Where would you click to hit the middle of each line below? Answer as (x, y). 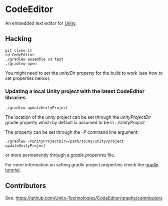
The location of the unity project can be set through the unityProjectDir (78, 117)
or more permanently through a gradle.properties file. (60, 155)
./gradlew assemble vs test (34, 59)
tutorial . (13, 170)
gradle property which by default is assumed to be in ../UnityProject (75, 123)
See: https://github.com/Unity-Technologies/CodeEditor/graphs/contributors (84, 198)
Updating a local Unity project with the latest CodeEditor (75, 91)
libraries (15, 97)
